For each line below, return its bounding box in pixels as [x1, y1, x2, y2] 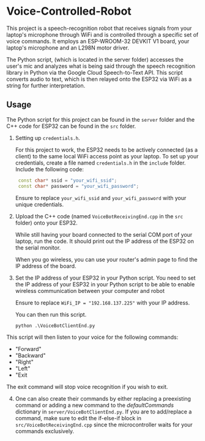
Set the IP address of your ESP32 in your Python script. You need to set [15, 274, 196, 281]
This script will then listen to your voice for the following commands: [6, 333, 179, 341]
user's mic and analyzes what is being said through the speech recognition [6, 62, 196, 70]
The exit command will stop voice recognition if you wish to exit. [6, 384, 168, 391]
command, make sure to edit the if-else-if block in [15, 415, 142, 422]
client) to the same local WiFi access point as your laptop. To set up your [15, 152, 199, 160]
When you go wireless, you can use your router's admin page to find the [15, 256, 198, 263]
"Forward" [15, 346, 42, 353]
